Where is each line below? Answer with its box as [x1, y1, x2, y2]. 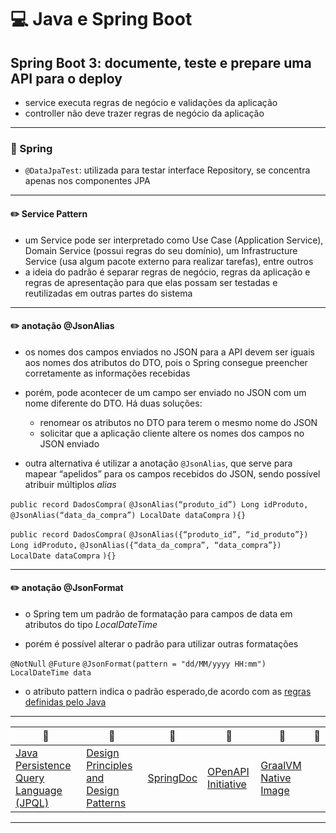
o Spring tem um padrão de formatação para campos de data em [24, 607, 293, 620]
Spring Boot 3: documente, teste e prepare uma [10, 54, 312, 71]
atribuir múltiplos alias [24, 478, 117, 490]
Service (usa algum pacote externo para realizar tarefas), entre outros [24, 255, 314, 267]
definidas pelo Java [24, 696, 107, 708]
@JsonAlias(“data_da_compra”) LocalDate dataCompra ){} [10, 510, 247, 520]
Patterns [86, 796, 127, 810]
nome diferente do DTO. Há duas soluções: [24, 397, 203, 409]
